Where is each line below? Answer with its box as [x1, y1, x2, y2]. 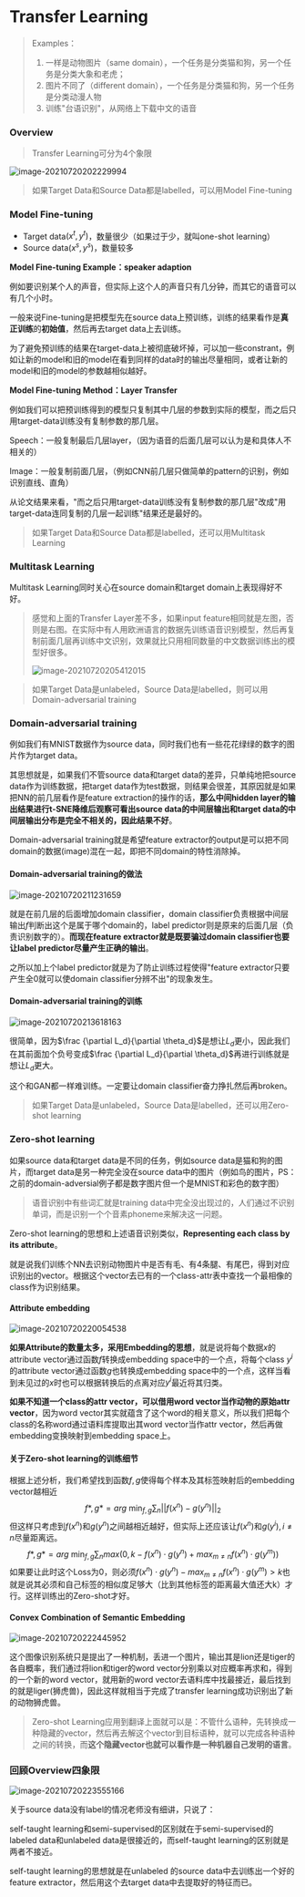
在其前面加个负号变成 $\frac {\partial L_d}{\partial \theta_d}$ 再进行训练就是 [9, 1048, 290, 1059]
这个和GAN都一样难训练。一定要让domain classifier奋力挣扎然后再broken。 [9, 1080, 293, 1091]
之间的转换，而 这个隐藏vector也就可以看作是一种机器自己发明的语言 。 [31, 1738, 297, 1749]
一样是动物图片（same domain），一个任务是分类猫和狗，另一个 [45, 57, 284, 67]
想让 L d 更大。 [9, 1059, 59, 1073]
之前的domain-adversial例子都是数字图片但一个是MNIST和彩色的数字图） [9, 1178, 284, 1189]
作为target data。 [16, 750, 83, 761]
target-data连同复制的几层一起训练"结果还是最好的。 [9, 508, 208, 519]
